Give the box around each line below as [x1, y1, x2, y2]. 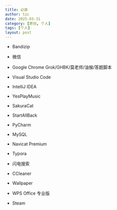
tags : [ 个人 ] [5, 26, 30, 31]
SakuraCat [12, 103, 34, 108]
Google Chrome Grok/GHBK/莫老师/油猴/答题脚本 [12, 65, 112, 70]
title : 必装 [5, 7, 28, 12]
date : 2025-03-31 [5, 16, 41, 21]
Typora [12, 151, 27, 156]
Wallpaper [12, 180, 33, 186]
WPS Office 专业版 [12, 190, 50, 196]
